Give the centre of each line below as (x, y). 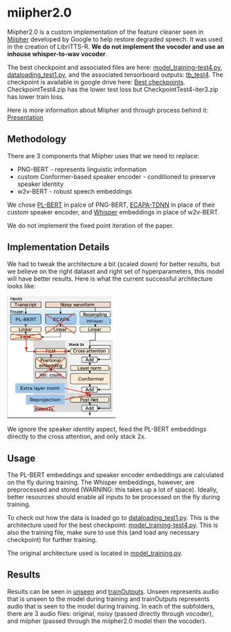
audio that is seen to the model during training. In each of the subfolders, (111, 606)
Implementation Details (58, 247)
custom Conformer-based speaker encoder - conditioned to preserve (116, 176)
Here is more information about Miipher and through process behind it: (108, 110)
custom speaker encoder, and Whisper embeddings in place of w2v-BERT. (113, 212)
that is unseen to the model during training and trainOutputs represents (108, 599)
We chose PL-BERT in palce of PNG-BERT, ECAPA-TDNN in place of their (111, 205)
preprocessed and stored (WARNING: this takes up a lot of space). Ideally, (113, 490)
